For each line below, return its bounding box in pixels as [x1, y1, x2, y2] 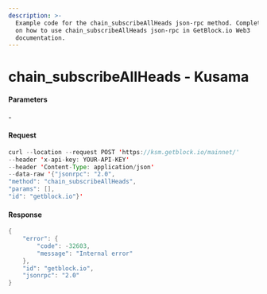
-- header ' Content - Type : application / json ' [8, 163, 155, 171]
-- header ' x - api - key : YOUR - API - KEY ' [8, 156, 130, 164]
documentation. [15, 33, 66, 42]
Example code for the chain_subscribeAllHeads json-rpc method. [15, 19, 233, 27]
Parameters [8, 95, 48, 104]
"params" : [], [8, 185, 56, 193]
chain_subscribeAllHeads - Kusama [8, 68, 250, 86]
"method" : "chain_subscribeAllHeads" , [8, 178, 137, 186]
